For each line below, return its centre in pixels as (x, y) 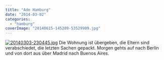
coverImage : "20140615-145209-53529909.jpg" (53, 28)
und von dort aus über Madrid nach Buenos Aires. (57, 53)
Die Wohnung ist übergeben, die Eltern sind (104, 42)
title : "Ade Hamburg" (28, 10)
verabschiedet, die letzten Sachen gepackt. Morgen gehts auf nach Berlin (82, 48)
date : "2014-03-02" (26, 14)
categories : (18, 19)
